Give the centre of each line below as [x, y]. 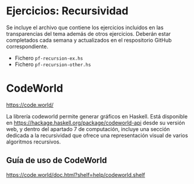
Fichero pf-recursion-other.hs [53, 64]
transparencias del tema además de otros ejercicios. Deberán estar [89, 33]
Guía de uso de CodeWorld [57, 160]
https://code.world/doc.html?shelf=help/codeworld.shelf [76, 174]
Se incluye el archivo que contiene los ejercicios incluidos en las [85, 27]
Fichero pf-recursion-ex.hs [49, 58]
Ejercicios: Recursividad [68, 11]
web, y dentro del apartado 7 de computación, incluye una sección [88, 129]
